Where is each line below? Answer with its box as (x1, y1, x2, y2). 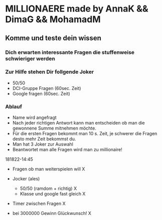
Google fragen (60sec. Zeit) (12, 90, 70, 96)
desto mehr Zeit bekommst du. (12, 136, 76, 142)
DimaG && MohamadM (5, 14, 101, 25)
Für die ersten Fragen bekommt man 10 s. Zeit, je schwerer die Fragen (12, 131, 157, 137)
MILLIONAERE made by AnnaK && (5, 3, 149, 15)
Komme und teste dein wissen (5, 34, 102, 42)
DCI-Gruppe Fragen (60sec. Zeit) (12, 85, 81, 91)
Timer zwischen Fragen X (12, 200, 66, 206)
